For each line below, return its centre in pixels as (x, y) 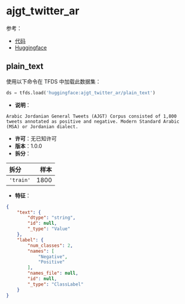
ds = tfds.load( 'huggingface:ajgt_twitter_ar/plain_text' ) (81, 93)
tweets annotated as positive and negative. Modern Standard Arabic (93, 121)
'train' (20, 180)
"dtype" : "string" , (52, 218)
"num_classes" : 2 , (50, 246)
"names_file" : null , (53, 273)
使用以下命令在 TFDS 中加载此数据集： (54, 81)
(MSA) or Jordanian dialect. (42, 126)
